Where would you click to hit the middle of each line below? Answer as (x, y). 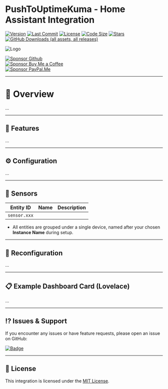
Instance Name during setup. (43, 233)
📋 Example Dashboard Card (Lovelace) (67, 286)
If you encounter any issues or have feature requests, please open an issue (83, 333)
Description (71, 208)
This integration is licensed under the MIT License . (57, 381)
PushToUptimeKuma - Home (65, 9)
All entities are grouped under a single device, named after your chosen (86, 227)
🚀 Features (22, 129)
